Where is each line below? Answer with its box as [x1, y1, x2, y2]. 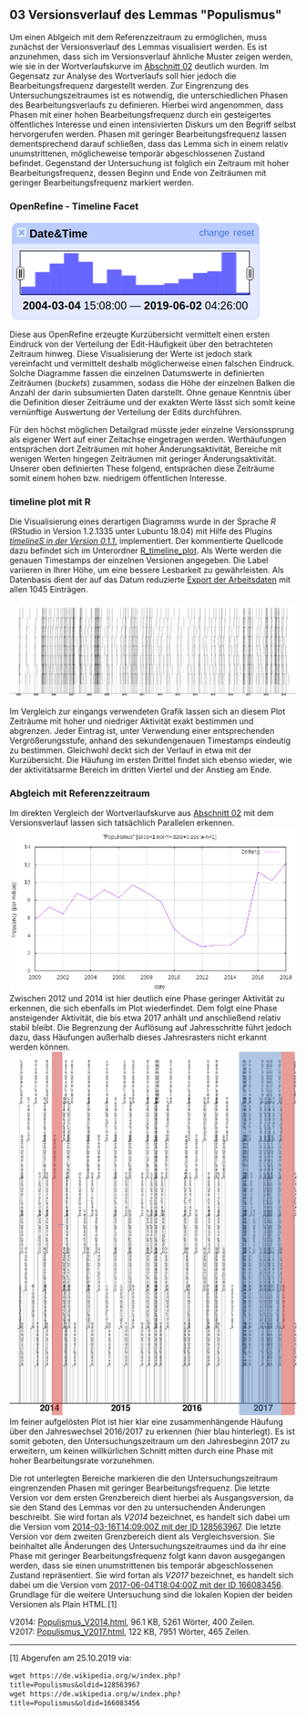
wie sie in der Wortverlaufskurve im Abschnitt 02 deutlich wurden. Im [9, 60, 270, 71]
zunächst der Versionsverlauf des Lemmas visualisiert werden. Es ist [9, 41, 268, 52]
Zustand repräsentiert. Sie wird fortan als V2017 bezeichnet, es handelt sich [9, 1569, 294, 1580]
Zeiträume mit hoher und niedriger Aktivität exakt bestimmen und [9, 716, 254, 727]
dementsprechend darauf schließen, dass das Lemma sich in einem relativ [9, 138, 289, 149]
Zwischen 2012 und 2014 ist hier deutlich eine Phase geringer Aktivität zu [9, 993, 285, 1004]
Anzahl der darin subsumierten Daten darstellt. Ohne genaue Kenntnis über [9, 387, 291, 398]
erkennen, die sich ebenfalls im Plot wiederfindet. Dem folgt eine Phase [9, 1003, 278, 1014]
